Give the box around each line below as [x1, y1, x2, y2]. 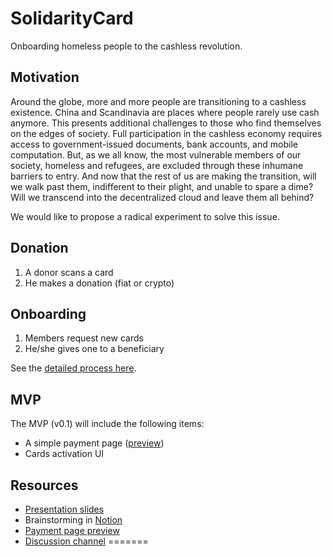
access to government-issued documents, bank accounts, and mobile [10, 138, 298, 150]
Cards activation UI [24, 448, 105, 460]
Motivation [10, 69, 80, 86]
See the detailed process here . [10, 362, 137, 374]
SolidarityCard [10, 7, 134, 30]
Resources [10, 477, 79, 494]
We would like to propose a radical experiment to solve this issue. [10, 210, 280, 222]
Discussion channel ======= [24, 535, 149, 547]
